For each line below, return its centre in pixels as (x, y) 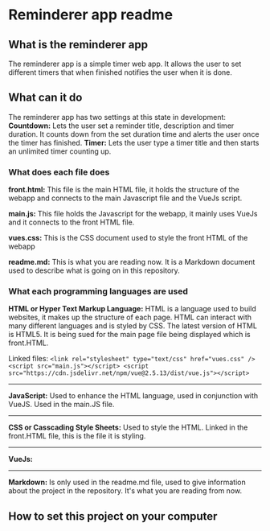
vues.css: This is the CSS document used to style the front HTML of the (128, 238)
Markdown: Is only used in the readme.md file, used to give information (127, 482)
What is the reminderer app (78, 45)
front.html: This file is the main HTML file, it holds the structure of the (124, 190)
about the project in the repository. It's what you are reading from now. (125, 491)
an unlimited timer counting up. (60, 151)
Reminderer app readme (91, 15)
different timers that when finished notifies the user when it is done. (121, 72)
